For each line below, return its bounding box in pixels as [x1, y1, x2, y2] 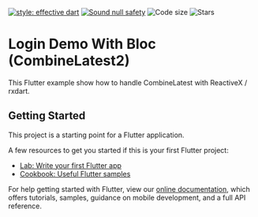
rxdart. [8, 86, 30, 95]
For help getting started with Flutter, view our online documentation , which [8, 184, 251, 193]
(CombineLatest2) [8, 52, 130, 70]
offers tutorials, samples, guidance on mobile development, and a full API [8, 193, 246, 202]
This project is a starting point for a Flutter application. [8, 130, 185, 140]
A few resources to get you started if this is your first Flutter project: [8, 145, 229, 155]
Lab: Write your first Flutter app [19, 160, 122, 170]
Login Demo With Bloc [8, 36, 156, 53]
